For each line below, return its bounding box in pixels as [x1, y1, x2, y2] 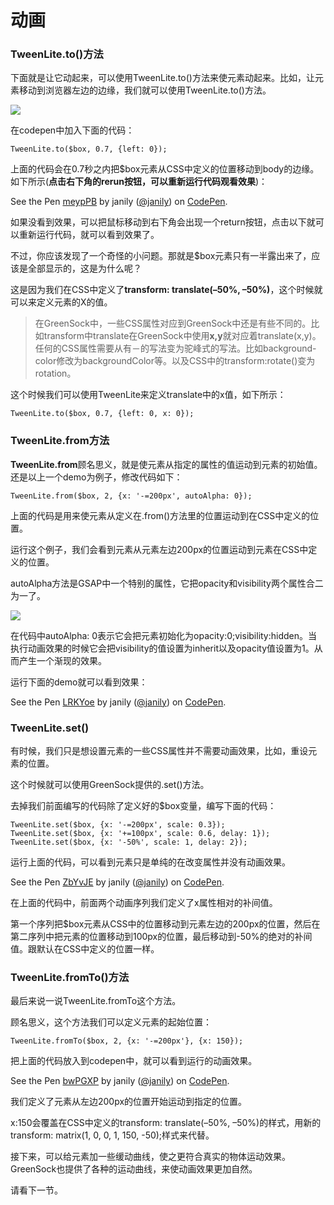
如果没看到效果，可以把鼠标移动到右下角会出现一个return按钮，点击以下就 [10, 216, 316, 228]
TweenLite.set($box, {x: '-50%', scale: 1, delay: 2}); [10, 837, 248, 848]
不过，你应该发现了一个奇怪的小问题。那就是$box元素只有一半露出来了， [10, 250, 312, 262]
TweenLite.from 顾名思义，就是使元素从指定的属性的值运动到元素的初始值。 [10, 458, 323, 470]
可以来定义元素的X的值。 [10, 296, 113, 308]
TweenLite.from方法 [10, 434, 110, 448]
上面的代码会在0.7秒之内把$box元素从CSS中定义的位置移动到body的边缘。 [10, 163, 320, 175]
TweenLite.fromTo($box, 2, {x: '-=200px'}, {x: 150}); [10, 1036, 244, 1046]
